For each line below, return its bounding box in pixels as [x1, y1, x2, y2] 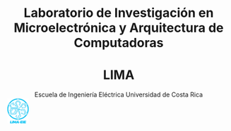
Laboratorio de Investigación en [23, 5, 214, 21]
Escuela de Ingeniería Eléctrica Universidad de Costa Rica [34, 90, 203, 99]
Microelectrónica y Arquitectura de [13, 20, 224, 36]
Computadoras [73, 35, 164, 51]
